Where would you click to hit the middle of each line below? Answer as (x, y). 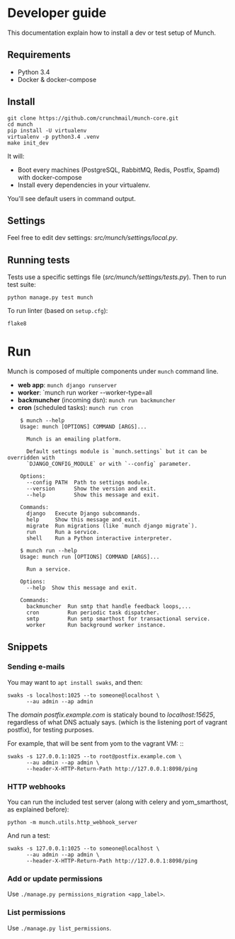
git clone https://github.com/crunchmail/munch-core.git (93, 118)
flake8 (17, 324)
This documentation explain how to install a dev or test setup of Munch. (111, 33)
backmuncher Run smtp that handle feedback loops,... (109, 607)
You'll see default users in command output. (71, 198)
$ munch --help (42, 421)
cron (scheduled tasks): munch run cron (75, 408)
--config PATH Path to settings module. (88, 483)
